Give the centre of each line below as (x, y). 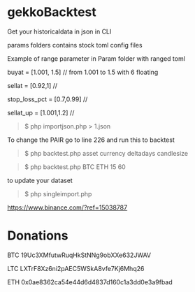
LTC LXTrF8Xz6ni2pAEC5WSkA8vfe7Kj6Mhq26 (76, 268)
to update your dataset (40, 180)
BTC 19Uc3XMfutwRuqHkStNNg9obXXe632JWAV (79, 255)
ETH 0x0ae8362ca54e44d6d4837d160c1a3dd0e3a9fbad (90, 282)
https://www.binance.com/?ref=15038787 (67, 207)
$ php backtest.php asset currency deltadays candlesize (106, 153)
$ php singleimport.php (58, 194)
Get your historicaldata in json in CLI (59, 31)
